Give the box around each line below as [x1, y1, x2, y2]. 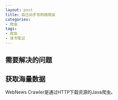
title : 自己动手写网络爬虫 [5, 12, 56, 17]
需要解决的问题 [5, 56, 52, 64]
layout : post [5, 7, 33, 13]
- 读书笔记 [5, 36, 25, 41]
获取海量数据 [5, 75, 46, 83]
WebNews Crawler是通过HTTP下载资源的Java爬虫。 [5, 89, 115, 95]
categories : [5, 17, 31, 22]
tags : [5, 26, 17, 31]
